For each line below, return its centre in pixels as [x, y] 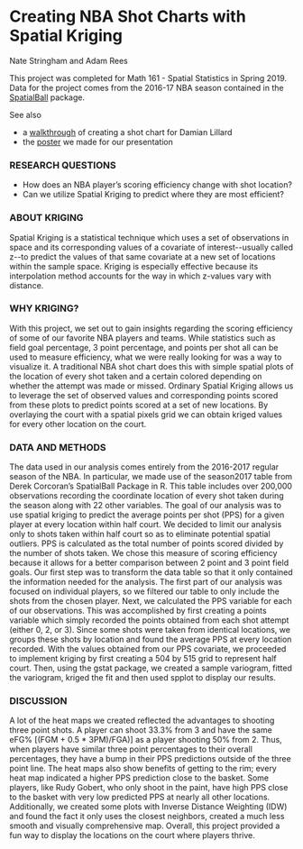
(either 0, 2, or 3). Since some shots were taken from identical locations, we [150, 630]
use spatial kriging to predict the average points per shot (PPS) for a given [147, 515]
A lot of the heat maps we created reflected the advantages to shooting [142, 721]
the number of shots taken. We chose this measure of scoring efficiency [143, 553]
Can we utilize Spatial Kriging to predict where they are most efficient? [153, 195]
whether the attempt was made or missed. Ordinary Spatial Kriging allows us [151, 386]
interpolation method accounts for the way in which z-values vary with [141, 276]
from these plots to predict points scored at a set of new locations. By [139, 405]
